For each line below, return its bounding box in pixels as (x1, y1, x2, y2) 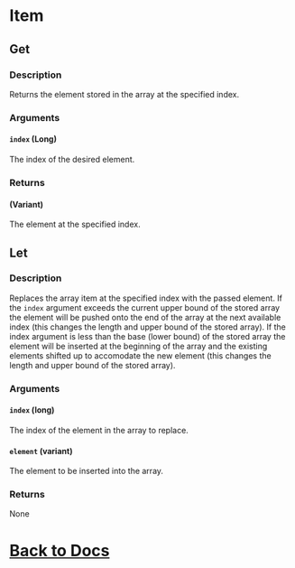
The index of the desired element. (9, 154, 135, 164)
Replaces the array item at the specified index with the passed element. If (9, 293, 282, 303)
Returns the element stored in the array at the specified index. (9, 88, 240, 99)
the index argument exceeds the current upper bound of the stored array (9, 302, 281, 312)
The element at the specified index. (9, 219, 142, 230)
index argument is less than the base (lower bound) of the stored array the (9, 331, 286, 341)
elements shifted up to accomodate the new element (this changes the (9, 349, 272, 361)
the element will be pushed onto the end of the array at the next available (9, 312, 281, 322)
